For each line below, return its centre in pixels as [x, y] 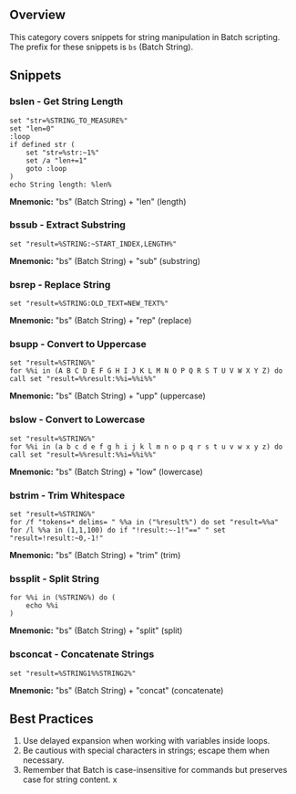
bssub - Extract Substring [67, 225]
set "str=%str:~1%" [63, 153]
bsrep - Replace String [60, 284]
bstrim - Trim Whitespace [67, 495]
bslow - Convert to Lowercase [77, 419]
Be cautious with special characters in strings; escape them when [146, 751]
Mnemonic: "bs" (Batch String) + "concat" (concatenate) [117, 690]
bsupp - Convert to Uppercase [78, 344]
